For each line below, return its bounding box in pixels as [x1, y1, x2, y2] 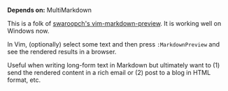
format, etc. [7, 76, 41, 84]
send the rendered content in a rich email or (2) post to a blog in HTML [7, 69, 211, 76]
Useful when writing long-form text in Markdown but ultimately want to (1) [7, 61, 220, 69]
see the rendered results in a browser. [7, 48, 117, 56]
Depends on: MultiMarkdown [7, 6, 92, 14]
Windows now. [7, 27, 50, 35]
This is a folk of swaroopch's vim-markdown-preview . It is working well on [7, 19, 222, 27]
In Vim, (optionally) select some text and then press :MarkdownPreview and [7, 40, 220, 48]
